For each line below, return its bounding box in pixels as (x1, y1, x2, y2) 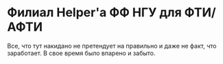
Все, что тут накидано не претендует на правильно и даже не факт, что (7, 42, 217, 50)
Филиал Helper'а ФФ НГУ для (7, 5, 182, 20)
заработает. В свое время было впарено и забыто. (7, 49, 156, 57)
